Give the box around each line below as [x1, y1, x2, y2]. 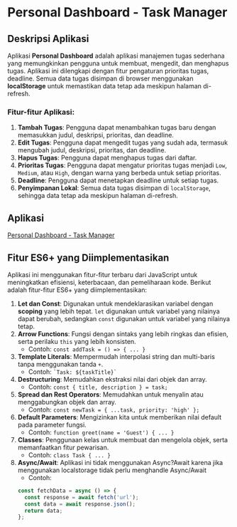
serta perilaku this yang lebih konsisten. [17, 337, 136, 345]
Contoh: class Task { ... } [28, 450, 111, 459]
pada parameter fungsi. [17, 420, 87, 429]
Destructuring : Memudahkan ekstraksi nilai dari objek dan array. [17, 375, 207, 383]
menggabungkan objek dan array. [17, 397, 117, 406]
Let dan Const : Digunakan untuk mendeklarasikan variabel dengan [17, 299, 214, 308]
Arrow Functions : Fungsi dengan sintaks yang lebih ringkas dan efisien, [17, 329, 228, 338]
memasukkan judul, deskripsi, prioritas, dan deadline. [17, 131, 174, 140]
